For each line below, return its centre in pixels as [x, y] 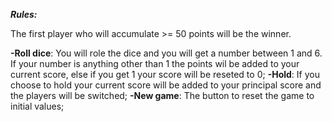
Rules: [24, 14]
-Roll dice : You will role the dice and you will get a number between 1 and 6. [166, 53]
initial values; [37, 106]
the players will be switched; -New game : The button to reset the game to [162, 95]
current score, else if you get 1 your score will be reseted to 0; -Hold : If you [165, 74]
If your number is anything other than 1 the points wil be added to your [155, 63]
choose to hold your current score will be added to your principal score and [166, 85]
